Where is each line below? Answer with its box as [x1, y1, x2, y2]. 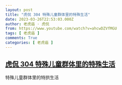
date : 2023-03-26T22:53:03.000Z [5, 17, 74, 22]
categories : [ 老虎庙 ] [5, 40, 53, 45]
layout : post [5, 7, 33, 13]
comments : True [5, 36, 38, 41]
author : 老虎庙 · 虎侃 [5, 21, 50, 27]
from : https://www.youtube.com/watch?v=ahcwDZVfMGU [5, 26, 117, 31]
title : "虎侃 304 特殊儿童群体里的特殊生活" [5, 12, 90, 17]
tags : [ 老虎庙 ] [5, 31, 40, 36]
